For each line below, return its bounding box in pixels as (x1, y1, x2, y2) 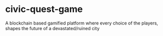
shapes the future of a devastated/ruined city (5, 25, 100, 31)
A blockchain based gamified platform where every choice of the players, (5, 20, 158, 26)
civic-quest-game (5, 3, 83, 15)
